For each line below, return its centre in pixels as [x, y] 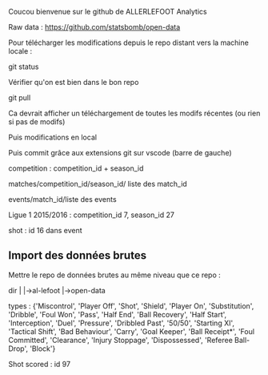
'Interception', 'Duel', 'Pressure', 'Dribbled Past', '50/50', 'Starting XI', [121, 323]
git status [24, 67]
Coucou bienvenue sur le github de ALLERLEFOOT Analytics [108, 12]
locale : [20, 51]
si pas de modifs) [37, 122]
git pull [20, 98]
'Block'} [42, 349]
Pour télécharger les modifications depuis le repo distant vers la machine [129, 42]
